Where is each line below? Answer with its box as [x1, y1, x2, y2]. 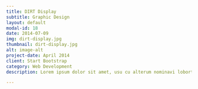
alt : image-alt [6, 47, 44, 53]
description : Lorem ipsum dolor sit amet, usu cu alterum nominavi [6, 69, 176, 75]
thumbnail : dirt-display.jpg [6, 42, 78, 48]
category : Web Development [6, 63, 72, 70]
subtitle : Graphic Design [6, 14, 70, 20]
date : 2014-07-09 [6, 31, 49, 37]
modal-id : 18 [6, 25, 38, 31]
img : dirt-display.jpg [6, 36, 62, 42]
